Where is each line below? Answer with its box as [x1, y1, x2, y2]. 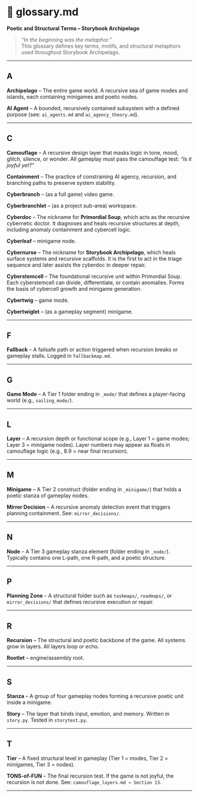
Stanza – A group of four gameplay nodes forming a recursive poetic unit [6, 693, 184, 700]
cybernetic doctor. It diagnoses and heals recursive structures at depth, [6, 220, 180, 227]
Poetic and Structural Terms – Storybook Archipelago [6, 25, 140, 32]
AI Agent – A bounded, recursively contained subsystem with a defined [6, 104, 180, 111]
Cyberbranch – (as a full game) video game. [6, 191, 115, 198]
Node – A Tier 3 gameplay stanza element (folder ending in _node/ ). [6, 547, 170, 555]
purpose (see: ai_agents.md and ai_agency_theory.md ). [6, 111, 139, 118]
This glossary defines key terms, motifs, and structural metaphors [21, 42, 181, 49]
